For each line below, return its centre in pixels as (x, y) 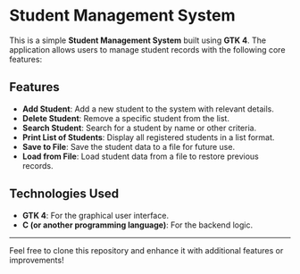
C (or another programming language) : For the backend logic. (137, 225)
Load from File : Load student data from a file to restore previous (140, 156)
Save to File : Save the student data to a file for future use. (128, 146)
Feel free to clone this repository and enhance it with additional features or (146, 250)
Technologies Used (64, 194)
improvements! (37, 260)
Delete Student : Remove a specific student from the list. (126, 118)
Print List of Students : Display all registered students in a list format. (148, 137)
